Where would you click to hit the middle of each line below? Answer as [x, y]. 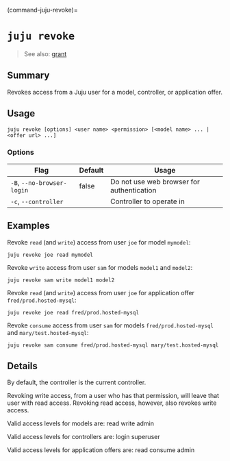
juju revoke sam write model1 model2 [61, 280]
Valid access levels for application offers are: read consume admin [101, 450]
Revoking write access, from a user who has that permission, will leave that [113, 396]
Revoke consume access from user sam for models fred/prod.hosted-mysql [111, 325]
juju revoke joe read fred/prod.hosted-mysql [73, 312]
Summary [28, 76]
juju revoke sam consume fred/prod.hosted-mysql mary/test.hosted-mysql [113, 345]
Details [22, 366]
